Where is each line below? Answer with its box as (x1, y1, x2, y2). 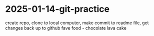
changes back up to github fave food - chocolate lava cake (5, 25, 126, 31)
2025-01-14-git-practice (5, 3, 110, 15)
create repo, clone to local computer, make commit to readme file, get (5, 20, 149, 26)
